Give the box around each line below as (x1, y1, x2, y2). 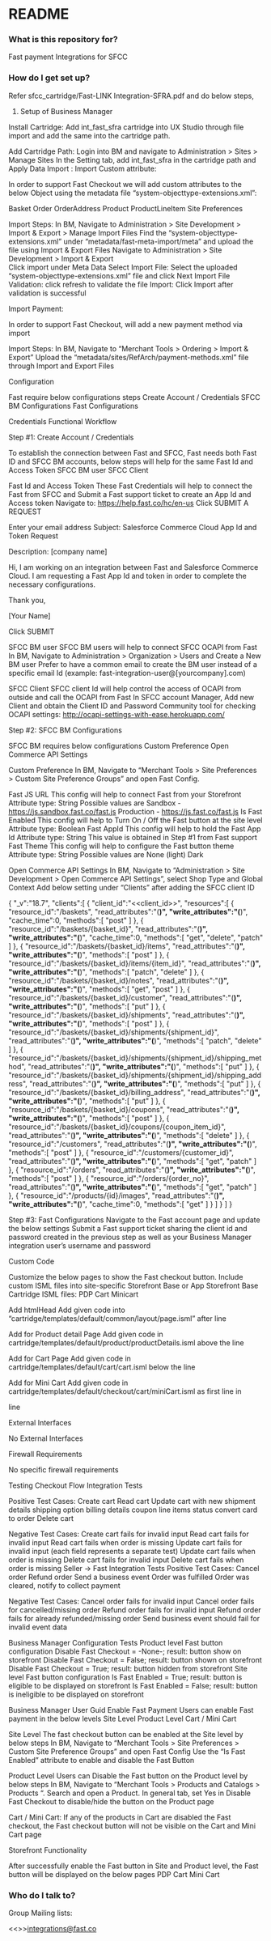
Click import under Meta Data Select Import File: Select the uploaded (8, 262, 238, 272)
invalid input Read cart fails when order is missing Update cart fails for (8, 1537, 243, 1547)
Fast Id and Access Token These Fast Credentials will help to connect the (8, 481, 253, 491)
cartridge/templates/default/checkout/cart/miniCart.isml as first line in (8, 1386, 242, 1396)
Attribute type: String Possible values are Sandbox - (8, 798, 181, 808)
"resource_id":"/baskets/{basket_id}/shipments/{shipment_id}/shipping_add (8, 1070, 261, 1080)
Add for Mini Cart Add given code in (8, 1378, 129, 1387)
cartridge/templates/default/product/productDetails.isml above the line (8, 1337, 244, 1348)
